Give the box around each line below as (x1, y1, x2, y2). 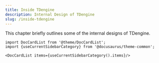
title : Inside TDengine (5, 7, 55, 12)
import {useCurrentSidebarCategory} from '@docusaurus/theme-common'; (5, 44, 155, 49)
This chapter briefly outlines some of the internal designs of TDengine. (5, 30, 151, 36)
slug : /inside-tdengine (5, 16, 55, 21)
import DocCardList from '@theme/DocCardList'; (5, 40, 106, 45)
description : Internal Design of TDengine (5, 12, 95, 17)
